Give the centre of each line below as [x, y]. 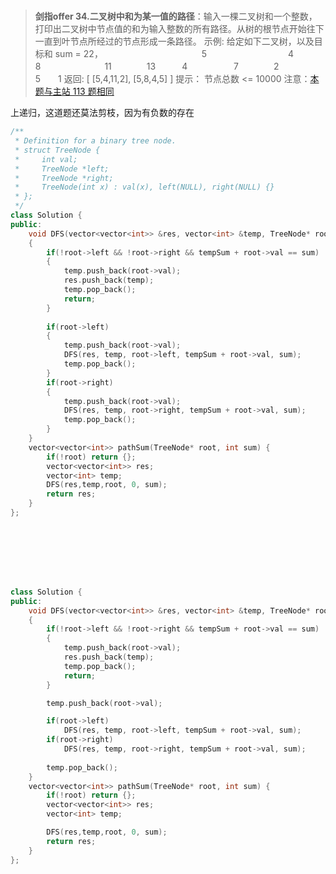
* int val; [46, 159]
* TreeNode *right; [64, 178]
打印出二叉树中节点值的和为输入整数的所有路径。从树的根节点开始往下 [179, 29]
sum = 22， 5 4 [174, 54]
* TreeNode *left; [62, 169]
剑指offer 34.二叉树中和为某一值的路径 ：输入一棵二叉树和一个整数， [176, 16]
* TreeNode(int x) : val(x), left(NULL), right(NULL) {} [144, 187]
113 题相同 [93, 91]
